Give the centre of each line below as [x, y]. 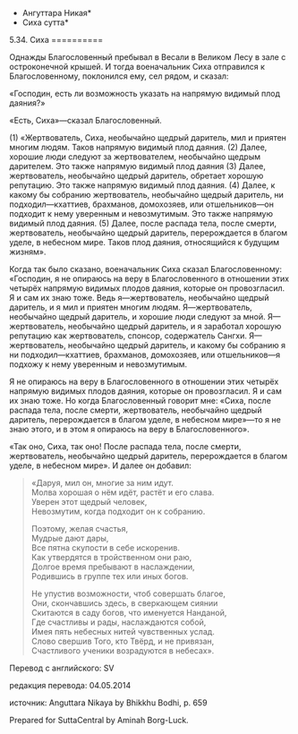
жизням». [28, 252]
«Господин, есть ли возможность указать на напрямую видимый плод [145, 94]
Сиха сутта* [45, 22]
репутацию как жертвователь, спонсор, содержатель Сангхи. [128, 336]
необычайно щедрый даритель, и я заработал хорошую [175, 326]
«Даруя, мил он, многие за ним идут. [102, 483]
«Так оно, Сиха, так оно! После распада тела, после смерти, [125, 446]
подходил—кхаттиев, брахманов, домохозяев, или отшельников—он [142, 204]
